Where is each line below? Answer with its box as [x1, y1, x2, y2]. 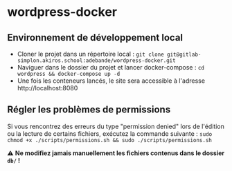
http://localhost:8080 [17, 84, 78, 92]
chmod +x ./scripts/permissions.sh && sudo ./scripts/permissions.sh [7, 137, 213, 143]
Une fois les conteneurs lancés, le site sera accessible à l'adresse [17, 77, 206, 85]
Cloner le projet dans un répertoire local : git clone [17, 50, 164, 58]
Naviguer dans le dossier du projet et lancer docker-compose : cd [17, 63, 205, 71]
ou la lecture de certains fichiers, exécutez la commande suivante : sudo [7, 129, 213, 138]
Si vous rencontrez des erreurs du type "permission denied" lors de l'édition [7, 122, 225, 130]
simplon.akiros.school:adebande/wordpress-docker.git [17, 57, 176, 64]
